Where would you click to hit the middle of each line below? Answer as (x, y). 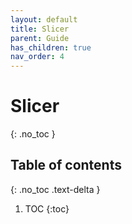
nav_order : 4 (37, 57)
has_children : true (51, 47)
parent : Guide (40, 38)
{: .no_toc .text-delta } (55, 189)
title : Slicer (40, 29)
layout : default (44, 19)
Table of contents (66, 165)
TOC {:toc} (47, 208)
